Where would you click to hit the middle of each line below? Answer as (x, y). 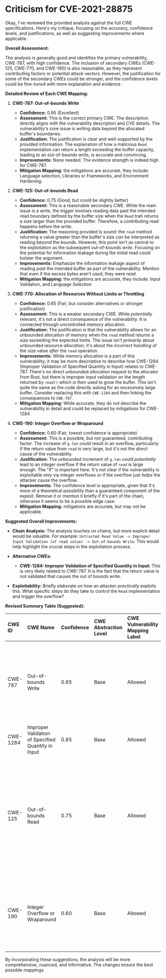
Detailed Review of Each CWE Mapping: (47, 93)
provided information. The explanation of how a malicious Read (83, 144)
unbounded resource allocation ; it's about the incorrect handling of (88, 345)
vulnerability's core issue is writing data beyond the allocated (82, 128)
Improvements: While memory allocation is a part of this (77, 356)
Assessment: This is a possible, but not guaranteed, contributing (86, 438)
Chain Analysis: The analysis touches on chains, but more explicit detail (86, 531)
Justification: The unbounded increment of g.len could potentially (88, 459)
